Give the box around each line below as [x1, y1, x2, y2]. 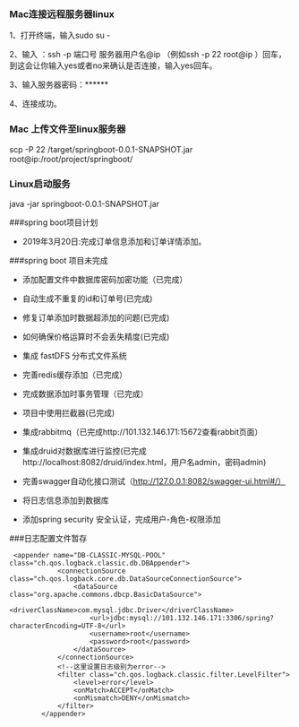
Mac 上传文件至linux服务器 [9, 123, 126, 135]
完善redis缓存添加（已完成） [21, 369, 128, 380]
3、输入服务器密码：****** [9, 79, 109, 91]
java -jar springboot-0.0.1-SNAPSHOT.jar [9, 198, 159, 209]
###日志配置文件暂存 [9, 532, 88, 543]
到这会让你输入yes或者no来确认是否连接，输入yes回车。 [9, 60, 218, 71]
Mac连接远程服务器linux [9, 7, 115, 20]
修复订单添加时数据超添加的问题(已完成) [21, 312, 170, 323]
